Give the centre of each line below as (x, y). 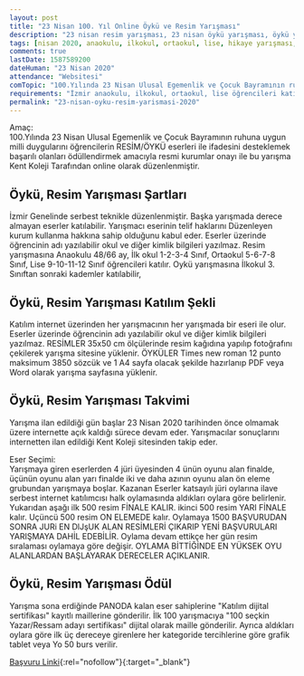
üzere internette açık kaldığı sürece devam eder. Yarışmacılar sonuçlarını (145, 432)
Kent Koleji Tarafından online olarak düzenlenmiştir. (105, 166)
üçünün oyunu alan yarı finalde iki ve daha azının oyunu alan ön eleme (140, 478)
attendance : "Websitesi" (56, 77)
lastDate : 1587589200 (50, 60)
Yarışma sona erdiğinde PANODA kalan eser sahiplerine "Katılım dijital (139, 605)
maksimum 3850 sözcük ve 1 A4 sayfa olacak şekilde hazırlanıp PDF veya (147, 362)
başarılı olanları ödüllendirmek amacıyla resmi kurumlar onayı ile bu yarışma (150, 157)
